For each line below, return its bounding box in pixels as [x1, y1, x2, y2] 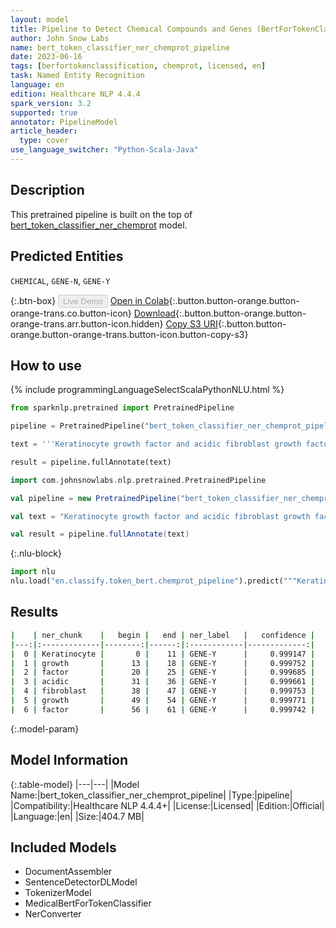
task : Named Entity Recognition [10, 71, 145, 81]
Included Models [10, 839, 117, 856]
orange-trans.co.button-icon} [10, 307, 132, 319]
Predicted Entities [10, 248, 124, 265]
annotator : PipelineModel [10, 117, 118, 127]
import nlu [10, 567, 56, 577]
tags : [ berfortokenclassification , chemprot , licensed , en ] [10, 61, 267, 71]
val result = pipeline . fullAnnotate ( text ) [10, 529, 190, 540]
